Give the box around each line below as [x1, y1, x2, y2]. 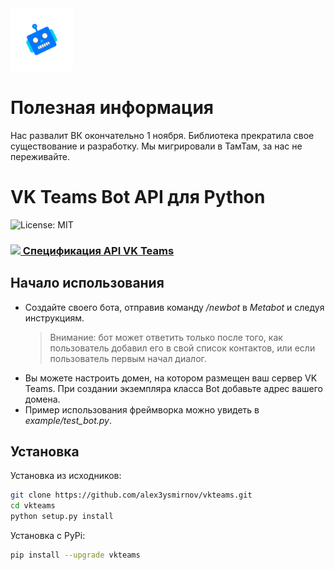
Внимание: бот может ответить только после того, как [49, 331, 283, 343]
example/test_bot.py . [24, 414, 112, 426]
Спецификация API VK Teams [22, 243, 175, 257]
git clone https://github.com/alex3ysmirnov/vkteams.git [10, 490, 253, 501]
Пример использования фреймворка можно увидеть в [24, 403, 260, 416]
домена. [24, 393, 61, 405]
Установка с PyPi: [10, 530, 86, 542]
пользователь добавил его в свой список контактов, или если [49, 342, 316, 354]
